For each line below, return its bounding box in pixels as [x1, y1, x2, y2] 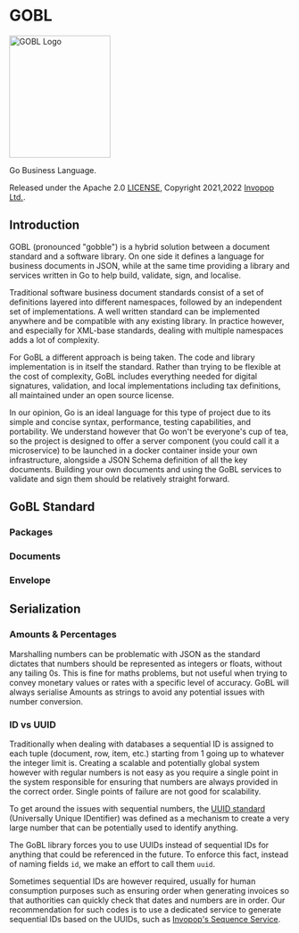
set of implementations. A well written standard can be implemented [9, 305, 261, 317]
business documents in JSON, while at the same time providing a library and [9, 260, 290, 271]
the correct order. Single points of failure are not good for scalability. [9, 786, 262, 796]
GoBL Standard [9, 499, 96, 514]
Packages [9, 526, 54, 538]
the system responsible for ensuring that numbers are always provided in [9, 776, 278, 787]
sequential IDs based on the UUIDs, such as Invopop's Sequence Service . [9, 913, 281, 924]
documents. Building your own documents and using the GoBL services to [9, 463, 282, 474]
